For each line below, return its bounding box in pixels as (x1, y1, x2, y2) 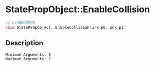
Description (5, 39, 43, 47)
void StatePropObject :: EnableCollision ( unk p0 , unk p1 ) (5, 25, 126, 30)
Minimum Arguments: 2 (5, 52, 51, 57)
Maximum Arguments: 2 (5, 56, 51, 61)
